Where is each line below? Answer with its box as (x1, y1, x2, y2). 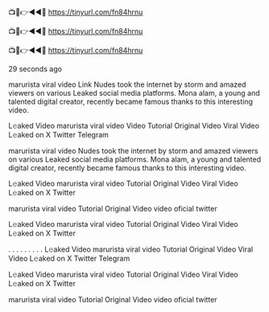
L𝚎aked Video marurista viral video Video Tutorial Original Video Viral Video (8, 121, 260, 130)
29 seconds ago (8, 64, 63, 73)
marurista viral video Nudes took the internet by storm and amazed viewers (8, 146, 259, 155)
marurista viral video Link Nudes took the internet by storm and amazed (8, 80, 246, 89)
